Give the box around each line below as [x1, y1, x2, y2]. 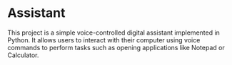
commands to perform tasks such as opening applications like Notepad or [7, 43, 225, 52]
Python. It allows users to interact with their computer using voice [7, 35, 201, 44]
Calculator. [7, 51, 39, 59]
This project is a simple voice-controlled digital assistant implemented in [7, 28, 220, 37]
